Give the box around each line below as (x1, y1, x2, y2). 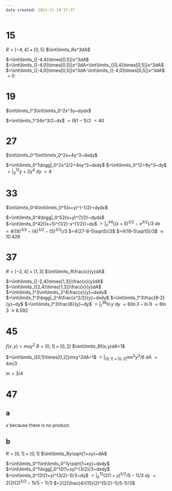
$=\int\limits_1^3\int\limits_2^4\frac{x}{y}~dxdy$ (6, 289, 107, 295)
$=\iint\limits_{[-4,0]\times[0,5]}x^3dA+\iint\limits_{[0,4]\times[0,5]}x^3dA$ (6, 62, 164, 68)
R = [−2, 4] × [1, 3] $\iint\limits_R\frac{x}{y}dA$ (6, 268, 105, 274)
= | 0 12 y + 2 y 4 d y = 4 (7, 167, 52, 175)
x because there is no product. (6, 422, 71, 429)
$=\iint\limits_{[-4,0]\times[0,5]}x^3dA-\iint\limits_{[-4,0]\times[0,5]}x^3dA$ (6, 67, 165, 73)
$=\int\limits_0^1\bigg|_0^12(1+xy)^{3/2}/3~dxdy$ (6, 466, 110, 472)
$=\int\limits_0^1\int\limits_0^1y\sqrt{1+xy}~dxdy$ (6, 461, 110, 467)
